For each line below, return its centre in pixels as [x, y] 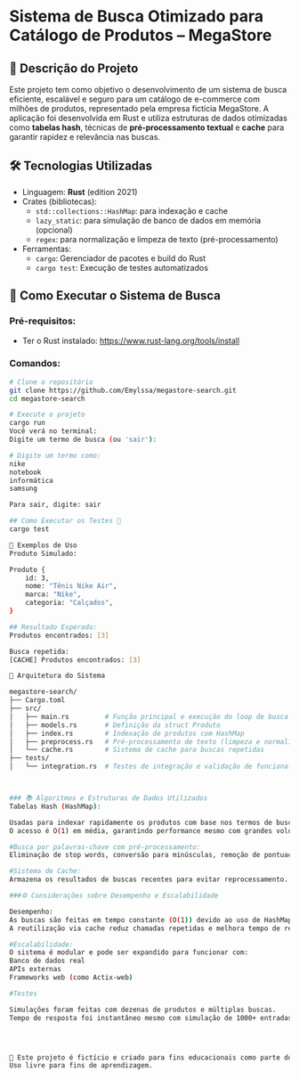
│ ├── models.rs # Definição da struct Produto [115, 725]
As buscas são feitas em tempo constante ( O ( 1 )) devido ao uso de [135, 920]
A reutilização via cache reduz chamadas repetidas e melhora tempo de [145, 928]
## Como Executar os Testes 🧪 [65, 521]
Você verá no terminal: [53, 431]
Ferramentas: [46, 249]
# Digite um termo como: [55, 455]
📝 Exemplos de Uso [43, 545]
